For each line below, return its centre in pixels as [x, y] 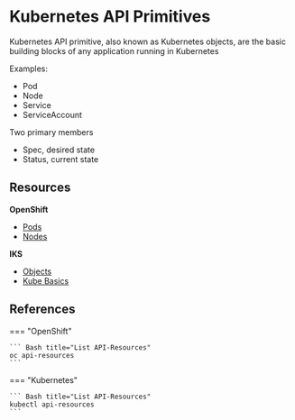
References [42, 310]
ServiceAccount [52, 114]
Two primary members [51, 132]
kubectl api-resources [52, 404]
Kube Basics [46, 280]
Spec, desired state [59, 150]
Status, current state [60, 159]
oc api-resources [42, 355]
